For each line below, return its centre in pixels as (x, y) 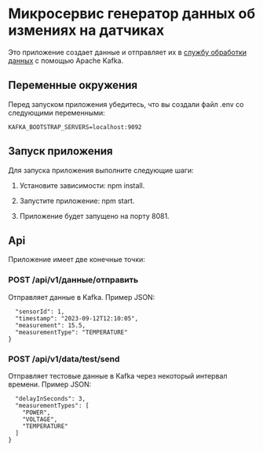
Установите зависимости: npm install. (82, 185)
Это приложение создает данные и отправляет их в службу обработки (128, 52)
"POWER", (37, 412)
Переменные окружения (73, 85)
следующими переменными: (57, 113)
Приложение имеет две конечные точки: (77, 260)
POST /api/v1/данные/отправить (73, 280)
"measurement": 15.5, (51, 325)
